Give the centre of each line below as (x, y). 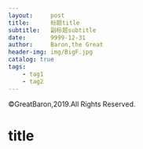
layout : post (37, 15)
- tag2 (33, 81)
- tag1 (33, 74)
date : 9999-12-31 (47, 37)
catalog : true (31, 60)
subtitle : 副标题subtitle (52, 30)
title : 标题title (44, 23)
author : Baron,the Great (56, 45)
